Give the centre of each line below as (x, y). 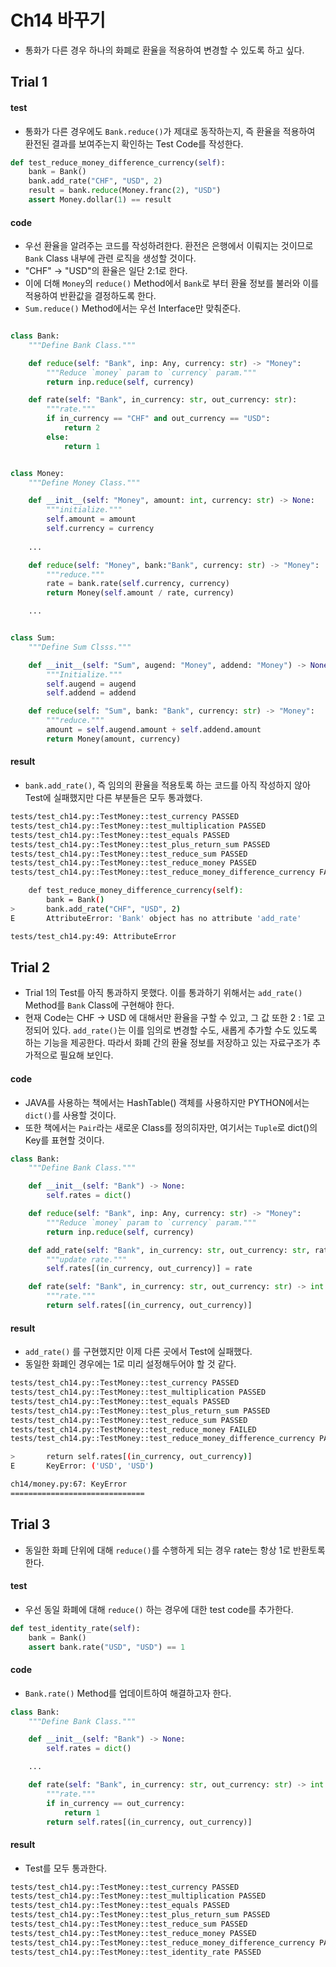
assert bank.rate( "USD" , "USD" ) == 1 (107, 1647)
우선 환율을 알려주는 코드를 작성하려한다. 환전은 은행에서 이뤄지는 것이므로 (169, 246)
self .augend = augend (91, 684)
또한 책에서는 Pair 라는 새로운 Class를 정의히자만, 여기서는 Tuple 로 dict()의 (171, 1127)
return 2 (82, 428)
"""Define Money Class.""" (84, 482)
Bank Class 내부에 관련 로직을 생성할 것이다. (110, 258)
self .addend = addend (91, 693)
